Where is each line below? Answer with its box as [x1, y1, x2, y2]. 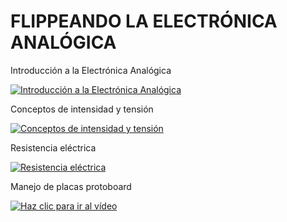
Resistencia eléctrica [10, 141, 97, 154]
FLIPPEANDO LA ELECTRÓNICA [10, 10, 278, 33]
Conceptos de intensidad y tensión [10, 103, 154, 115]
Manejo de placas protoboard [10, 180, 132, 192]
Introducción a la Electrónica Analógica [10, 64, 172, 76]
